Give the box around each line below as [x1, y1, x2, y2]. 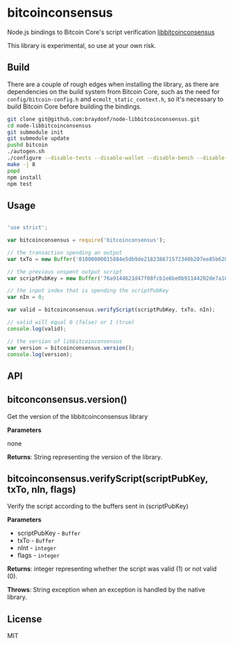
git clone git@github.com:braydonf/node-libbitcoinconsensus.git [7, 116, 200, 122]
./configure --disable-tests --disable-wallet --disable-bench [7, 154, 194, 161]
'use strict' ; [7, 224, 49, 231]
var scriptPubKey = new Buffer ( [7, 275, 101, 282]
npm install [7, 174, 42, 181]
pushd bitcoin [7, 141, 49, 149]
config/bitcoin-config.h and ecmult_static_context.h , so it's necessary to [7, 95, 224, 103]
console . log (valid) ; [7, 325, 67, 332]
